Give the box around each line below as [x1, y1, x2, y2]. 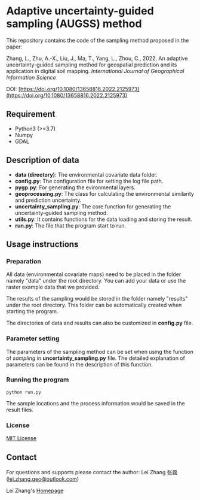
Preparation [6, 257, 42, 265]
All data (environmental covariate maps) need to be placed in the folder [6, 271, 181, 278]
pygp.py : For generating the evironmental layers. [14, 184, 136, 191]
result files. [6, 406, 34, 413]
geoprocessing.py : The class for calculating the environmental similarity [14, 190, 194, 197]
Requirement [6, 109, 56, 119]
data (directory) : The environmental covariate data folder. [14, 171, 158, 178]
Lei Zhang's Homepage [6, 487, 64, 494]
